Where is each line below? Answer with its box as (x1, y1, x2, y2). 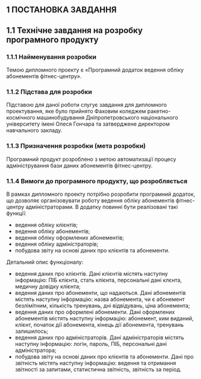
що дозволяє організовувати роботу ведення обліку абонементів (6, 196, 175, 204)
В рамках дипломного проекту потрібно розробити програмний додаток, (6, 190, 196, 198)
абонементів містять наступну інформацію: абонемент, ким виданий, (14, 315, 194, 322)
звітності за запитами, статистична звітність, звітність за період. (14, 366, 182, 373)
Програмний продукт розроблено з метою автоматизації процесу (6, 156, 176, 163)
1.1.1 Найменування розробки (6, 52, 97, 61)
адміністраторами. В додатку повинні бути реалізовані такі (25, 203, 178, 210)
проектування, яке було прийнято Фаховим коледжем (6, 108, 146, 115)
